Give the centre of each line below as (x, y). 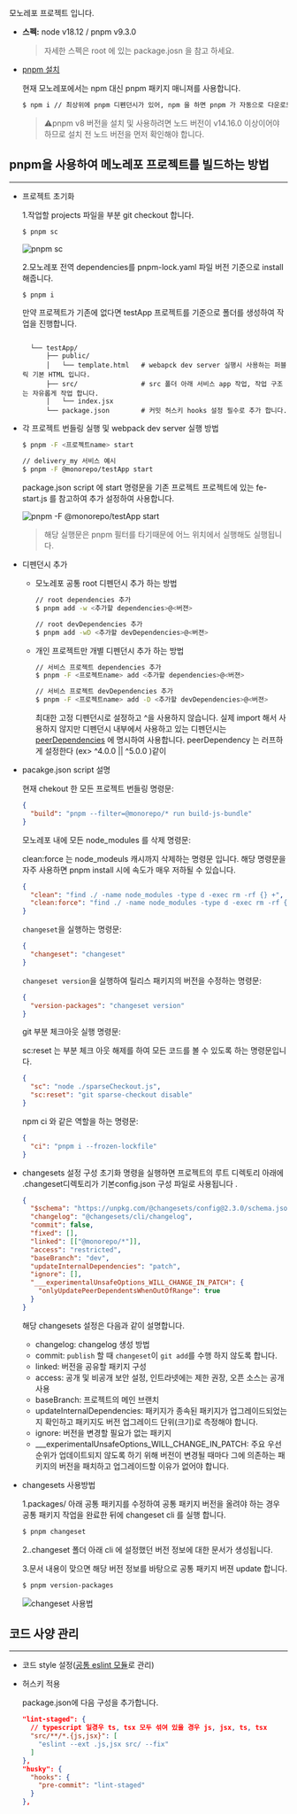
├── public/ (68, 356)
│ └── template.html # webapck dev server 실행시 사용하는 (158, 366)
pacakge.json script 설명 (66, 770)
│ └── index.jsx (80, 401)
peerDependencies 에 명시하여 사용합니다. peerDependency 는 (147, 740)
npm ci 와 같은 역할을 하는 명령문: (80, 1121)
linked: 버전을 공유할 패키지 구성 (91, 1366)
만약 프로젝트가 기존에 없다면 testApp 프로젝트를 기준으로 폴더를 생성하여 (148, 313)
